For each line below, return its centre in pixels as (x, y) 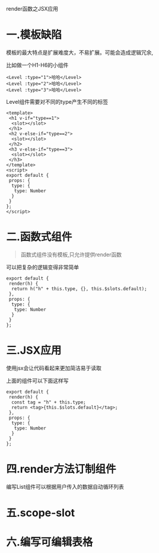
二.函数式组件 (39, 237)
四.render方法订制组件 (61, 469)
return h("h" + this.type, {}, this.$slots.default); (79, 289)
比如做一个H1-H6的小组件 (37, 65)
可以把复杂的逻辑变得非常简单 (42, 267)
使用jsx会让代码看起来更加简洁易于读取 (54, 368)
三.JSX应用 (34, 350)
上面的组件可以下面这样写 (37, 380)
